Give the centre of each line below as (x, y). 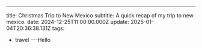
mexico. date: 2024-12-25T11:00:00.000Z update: (68, 22)
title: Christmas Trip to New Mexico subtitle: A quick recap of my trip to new (100, 15)
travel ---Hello (33, 40)
